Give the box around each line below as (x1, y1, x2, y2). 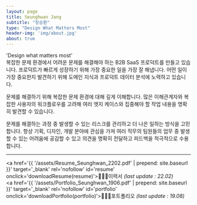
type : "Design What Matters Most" (6, 25, 91, 31)
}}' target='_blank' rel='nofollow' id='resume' (6, 166, 116, 173)
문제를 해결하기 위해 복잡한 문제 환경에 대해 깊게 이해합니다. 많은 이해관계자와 (6, 93, 183, 100)
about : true (6, 36, 35, 42)
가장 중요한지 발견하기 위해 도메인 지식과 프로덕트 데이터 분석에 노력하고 (6, 74, 171, 80)
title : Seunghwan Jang (6, 14, 62, 20)
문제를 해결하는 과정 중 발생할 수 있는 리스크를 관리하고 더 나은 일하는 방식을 (6, 121, 180, 127)
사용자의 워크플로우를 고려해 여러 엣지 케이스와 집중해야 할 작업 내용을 (16, 101, 177, 107)
